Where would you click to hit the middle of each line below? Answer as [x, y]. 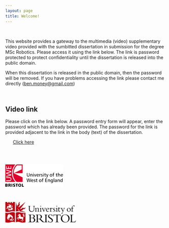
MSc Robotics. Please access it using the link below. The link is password [82, 52]
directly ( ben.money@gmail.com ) [40, 83]
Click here [23, 142]
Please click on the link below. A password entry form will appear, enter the [84, 122]
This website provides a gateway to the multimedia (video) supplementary [83, 41]
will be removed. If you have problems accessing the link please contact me [85, 78]
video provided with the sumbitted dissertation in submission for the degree [85, 46]
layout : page [19, 11]
